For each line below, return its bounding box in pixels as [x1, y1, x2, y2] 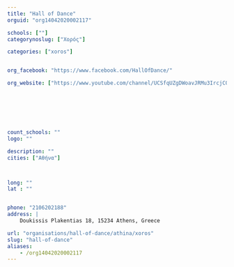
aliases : [7, 243, 33, 250]
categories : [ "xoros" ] [7, 48, 73, 56]
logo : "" [7, 135, 33, 142]
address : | [7, 211, 39, 218]
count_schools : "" [7, 129, 61, 136]
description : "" [7, 148, 54, 155]
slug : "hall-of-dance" [7, 236, 73, 243]
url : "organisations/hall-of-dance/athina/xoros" [7, 229, 155, 237]
